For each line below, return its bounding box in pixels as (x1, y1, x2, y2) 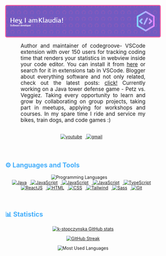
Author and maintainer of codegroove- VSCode (20, 42, 146, 49)
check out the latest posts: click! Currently (20, 79, 146, 86)
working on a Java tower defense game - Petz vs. (20, 86, 146, 93)
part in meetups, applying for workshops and (20, 104, 146, 111)
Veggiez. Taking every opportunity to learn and (20, 92, 146, 99)
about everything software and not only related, (20, 73, 146, 80)
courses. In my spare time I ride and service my (20, 110, 146, 117)
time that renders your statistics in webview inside (20, 54, 146, 61)
